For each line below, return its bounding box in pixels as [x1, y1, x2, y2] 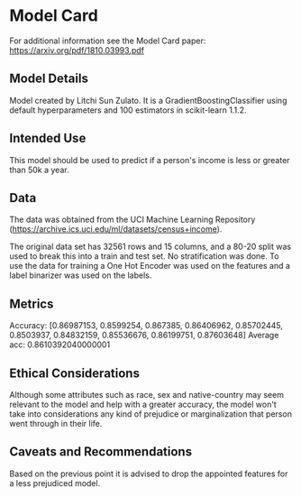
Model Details [9, 71, 88, 87]
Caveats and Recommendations [9, 444, 192, 460]
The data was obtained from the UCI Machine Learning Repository [9, 214, 256, 225]
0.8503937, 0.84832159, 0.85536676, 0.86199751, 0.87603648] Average [9, 330, 279, 341]
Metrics [9, 296, 54, 311]
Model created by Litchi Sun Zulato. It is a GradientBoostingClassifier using [9, 95, 287, 106]
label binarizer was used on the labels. [9, 270, 152, 281]
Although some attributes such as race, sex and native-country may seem [9, 390, 284, 400]
